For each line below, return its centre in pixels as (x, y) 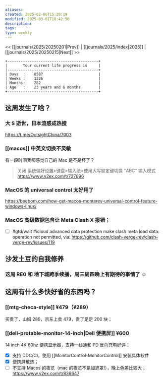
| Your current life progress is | (53, 65)
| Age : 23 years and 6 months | (53, 87)
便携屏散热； (25, 362)
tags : (11, 28)
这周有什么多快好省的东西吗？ (51, 292)
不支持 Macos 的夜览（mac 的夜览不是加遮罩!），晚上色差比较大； (79, 368)
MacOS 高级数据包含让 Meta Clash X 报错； (58, 220)
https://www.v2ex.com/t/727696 (51, 176)
